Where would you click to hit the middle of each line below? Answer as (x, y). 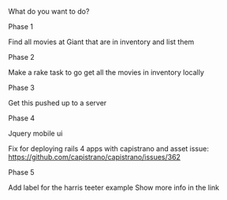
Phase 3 (22, 87)
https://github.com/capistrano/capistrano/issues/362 (95, 157)
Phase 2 (22, 57)
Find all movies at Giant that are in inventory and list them (101, 42)
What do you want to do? (49, 11)
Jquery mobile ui (35, 133)
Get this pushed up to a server (58, 103)
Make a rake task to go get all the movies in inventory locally (106, 72)
